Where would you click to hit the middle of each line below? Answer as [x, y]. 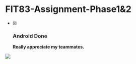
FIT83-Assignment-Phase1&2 [69, 9]
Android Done [30, 36]
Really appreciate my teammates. [48, 47]
